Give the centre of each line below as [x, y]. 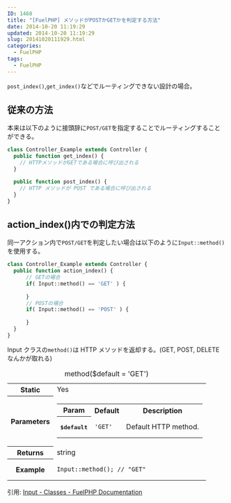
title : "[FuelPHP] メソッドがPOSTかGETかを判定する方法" [84, 20]
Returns [30, 453]
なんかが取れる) [30, 358]
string [66, 452]
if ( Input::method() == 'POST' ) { [77, 310]
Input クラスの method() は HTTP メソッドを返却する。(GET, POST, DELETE [113, 349]
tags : [15, 59]
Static [30, 390]
